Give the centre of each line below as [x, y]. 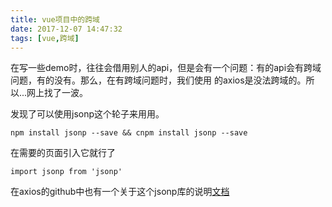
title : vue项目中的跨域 [55, 19]
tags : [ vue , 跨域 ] [45, 38]
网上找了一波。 [57, 93]
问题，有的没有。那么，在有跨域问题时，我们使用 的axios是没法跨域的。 [158, 80]
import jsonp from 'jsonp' [66, 172]
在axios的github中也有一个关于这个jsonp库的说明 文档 [120, 192]
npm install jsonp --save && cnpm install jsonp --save [129, 133]
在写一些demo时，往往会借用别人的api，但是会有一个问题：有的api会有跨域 [166, 68]
